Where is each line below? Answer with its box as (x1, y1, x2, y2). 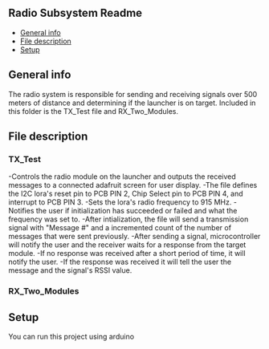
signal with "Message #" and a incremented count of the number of (8, 223, 231, 233)
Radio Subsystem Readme (8, 6, 143, 20)
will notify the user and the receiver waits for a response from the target (8, 240, 247, 250)
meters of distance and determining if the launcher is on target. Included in (8, 98, 256, 108)
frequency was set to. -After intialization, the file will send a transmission (8, 214, 249, 224)
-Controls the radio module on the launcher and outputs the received (8, 172, 237, 181)
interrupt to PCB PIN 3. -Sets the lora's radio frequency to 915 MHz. (8, 197, 232, 207)
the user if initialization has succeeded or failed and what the (35, 206, 238, 216)
